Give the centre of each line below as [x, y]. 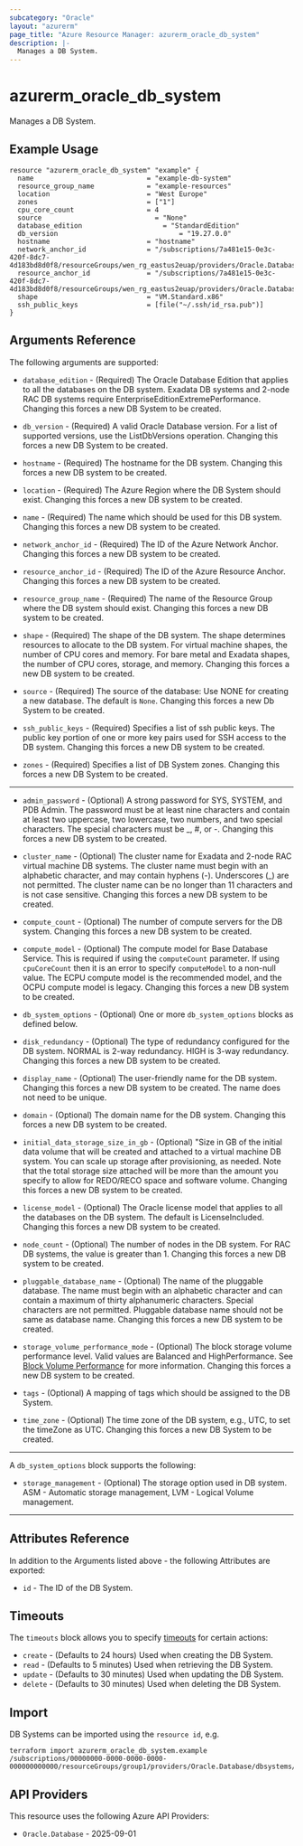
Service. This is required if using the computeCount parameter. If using [151, 958]
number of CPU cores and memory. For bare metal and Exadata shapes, [156, 654]
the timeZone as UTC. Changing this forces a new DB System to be [147, 1429]
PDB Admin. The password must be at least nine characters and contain [156, 809]
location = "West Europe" [112, 194]
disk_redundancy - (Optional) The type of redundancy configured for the [156, 1041]
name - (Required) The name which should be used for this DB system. [152, 517]
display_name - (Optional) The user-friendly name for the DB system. [150, 1078]
